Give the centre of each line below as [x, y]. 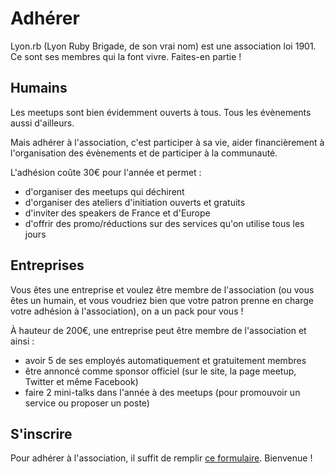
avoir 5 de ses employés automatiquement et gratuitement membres [165, 360]
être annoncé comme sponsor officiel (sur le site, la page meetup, [160, 371]
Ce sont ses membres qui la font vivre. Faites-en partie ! [126, 56]
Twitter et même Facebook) [81, 381]
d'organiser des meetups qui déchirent [104, 191]
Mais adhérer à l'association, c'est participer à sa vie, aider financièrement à [167, 142]
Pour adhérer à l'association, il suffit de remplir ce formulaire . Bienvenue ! [161, 458]
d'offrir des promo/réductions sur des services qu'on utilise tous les [164, 223]
